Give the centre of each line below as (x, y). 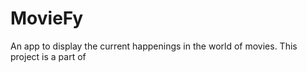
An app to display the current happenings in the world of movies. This (154, 46)
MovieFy (47, 18)
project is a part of (48, 56)
